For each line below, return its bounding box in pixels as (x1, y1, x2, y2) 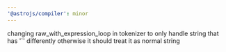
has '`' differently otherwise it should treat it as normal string (7, 36, 181, 45)
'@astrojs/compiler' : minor (7, 10, 89, 17)
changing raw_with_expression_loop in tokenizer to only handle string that (7, 29, 219, 37)
